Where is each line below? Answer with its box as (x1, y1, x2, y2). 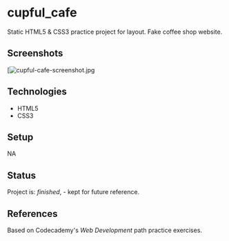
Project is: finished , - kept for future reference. (7, 188, 140, 196)
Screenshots (7, 48, 63, 59)
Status (7, 169, 37, 181)
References (7, 208, 58, 220)
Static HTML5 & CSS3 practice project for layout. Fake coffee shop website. (7, 28, 223, 36)
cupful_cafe (7, 5, 77, 21)
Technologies (7, 86, 68, 98)
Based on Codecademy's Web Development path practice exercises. (7, 226, 202, 234)
